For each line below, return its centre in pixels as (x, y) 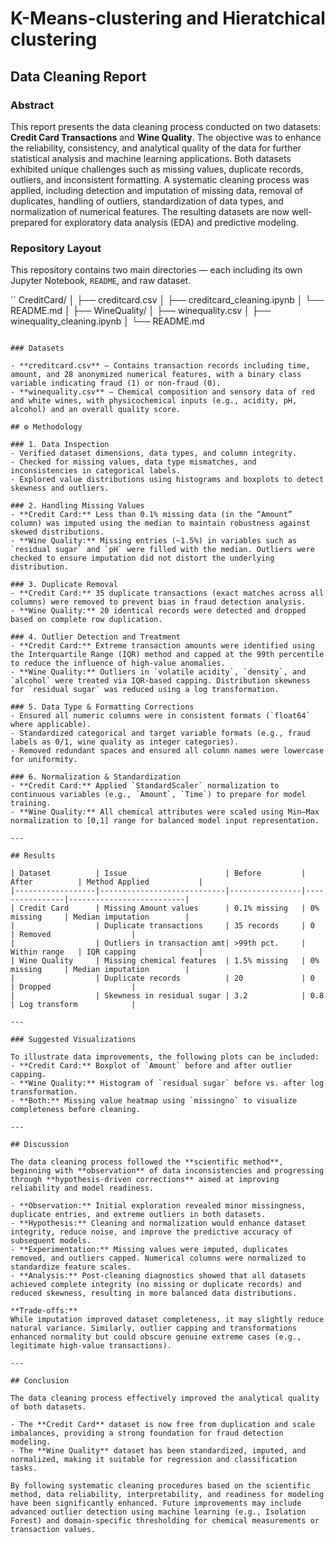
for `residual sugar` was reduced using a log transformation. (145, 690)
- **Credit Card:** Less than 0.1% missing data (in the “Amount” (151, 515)
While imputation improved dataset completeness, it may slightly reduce (167, 1320)
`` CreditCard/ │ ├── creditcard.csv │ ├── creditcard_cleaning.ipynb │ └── (167, 300)
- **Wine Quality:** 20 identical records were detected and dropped (158, 611)
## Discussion (40, 1145)
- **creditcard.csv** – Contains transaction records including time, (160, 366)
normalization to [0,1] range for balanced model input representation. (165, 821)
